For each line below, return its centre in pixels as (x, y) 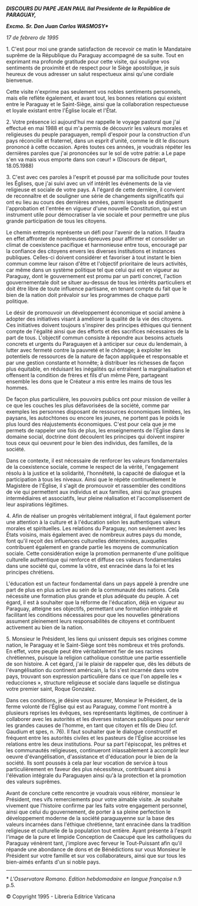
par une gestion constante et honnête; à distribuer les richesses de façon (95, 363)
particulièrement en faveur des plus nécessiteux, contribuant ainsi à (88, 769)
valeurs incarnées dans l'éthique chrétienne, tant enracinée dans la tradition (98, 824)
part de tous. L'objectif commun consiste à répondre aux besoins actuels (95, 338)
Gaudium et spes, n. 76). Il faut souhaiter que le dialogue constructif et (92, 732)
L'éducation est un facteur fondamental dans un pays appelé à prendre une (98, 583)
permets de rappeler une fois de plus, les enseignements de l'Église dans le (98, 430)
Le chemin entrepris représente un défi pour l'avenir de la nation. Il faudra (96, 232)
